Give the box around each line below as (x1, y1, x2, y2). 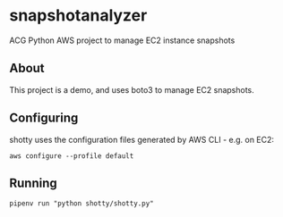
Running (9, 175, 58, 190)
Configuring (9, 111, 79, 126)
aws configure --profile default (9, 151, 134, 161)
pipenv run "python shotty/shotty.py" (9, 199, 154, 208)
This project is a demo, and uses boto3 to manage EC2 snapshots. (9, 84, 255, 95)
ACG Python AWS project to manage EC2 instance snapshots (9, 35, 236, 46)
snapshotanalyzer (9, 5, 148, 26)
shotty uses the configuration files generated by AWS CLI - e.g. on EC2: (9, 134, 275, 145)
